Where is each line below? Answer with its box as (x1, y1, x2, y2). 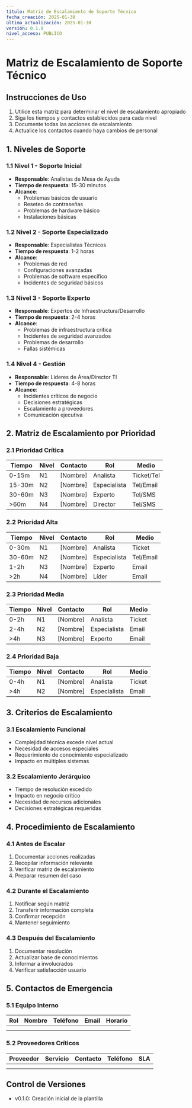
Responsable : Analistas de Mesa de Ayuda (14, 175, 120, 182)
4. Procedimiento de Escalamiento (6, 822, 135, 832)
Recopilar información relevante (14, 859, 93, 866)
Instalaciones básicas (23, 213, 77, 220)
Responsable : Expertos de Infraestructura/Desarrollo (14, 308, 145, 315)
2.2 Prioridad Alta (6, 518, 58, 526)
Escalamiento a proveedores (23, 405, 94, 412)
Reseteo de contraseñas (23, 200, 84, 207)
